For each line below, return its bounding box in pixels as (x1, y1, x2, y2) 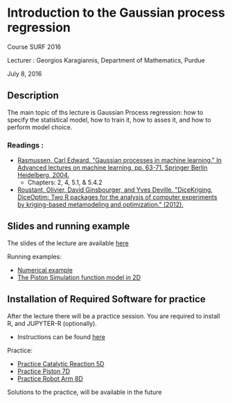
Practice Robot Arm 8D (17, 374, 83, 383)
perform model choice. (7, 123, 73, 131)
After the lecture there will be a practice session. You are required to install (7, 311, 220, 320)
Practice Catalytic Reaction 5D (17, 359, 105, 368)
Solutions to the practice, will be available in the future (7, 388, 162, 396)
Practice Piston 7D (17, 367, 71, 375)
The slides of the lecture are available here (7, 238, 130, 247)
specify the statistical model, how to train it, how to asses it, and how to (7, 115, 211, 124)
